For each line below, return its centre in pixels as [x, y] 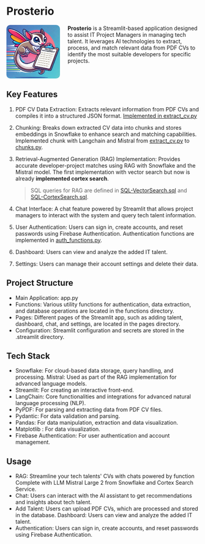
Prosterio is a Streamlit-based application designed [132, 28]
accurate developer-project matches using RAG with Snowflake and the [105, 165]
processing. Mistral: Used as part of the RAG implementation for [96, 377]
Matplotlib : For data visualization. [58, 429]
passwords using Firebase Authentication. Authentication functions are [105, 233]
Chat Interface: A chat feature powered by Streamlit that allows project [104, 209]
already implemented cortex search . [62, 178]
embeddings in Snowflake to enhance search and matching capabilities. [106, 134]
